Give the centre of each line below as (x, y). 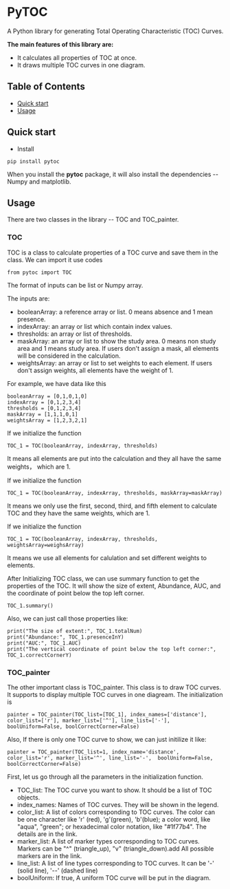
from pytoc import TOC (39, 272)
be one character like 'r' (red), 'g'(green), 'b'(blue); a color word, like (114, 819)
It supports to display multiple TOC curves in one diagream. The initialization (115, 694)
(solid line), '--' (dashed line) (57, 870)
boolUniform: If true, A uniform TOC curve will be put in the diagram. (114, 877)
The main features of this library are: (60, 44)
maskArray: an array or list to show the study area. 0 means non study (116, 341)
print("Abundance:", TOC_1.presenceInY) (66, 637)
